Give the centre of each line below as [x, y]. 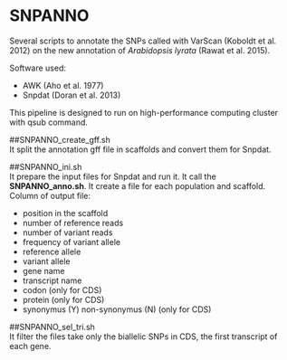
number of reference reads [73, 223]
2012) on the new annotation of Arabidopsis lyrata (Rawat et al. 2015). [140, 50]
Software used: [38, 68]
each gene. [30, 346]
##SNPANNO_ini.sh [46, 166]
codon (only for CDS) [62, 289]
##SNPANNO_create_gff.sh [60, 139]
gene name [43, 270]
